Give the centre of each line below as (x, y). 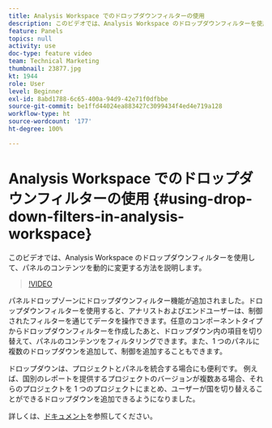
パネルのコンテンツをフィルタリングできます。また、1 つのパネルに (148, 340)
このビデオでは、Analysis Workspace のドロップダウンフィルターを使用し (132, 257)
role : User (27, 83)
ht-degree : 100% (36, 129)
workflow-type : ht (39, 114)
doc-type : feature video (50, 53)
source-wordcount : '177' (50, 122)
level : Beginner (36, 91)
